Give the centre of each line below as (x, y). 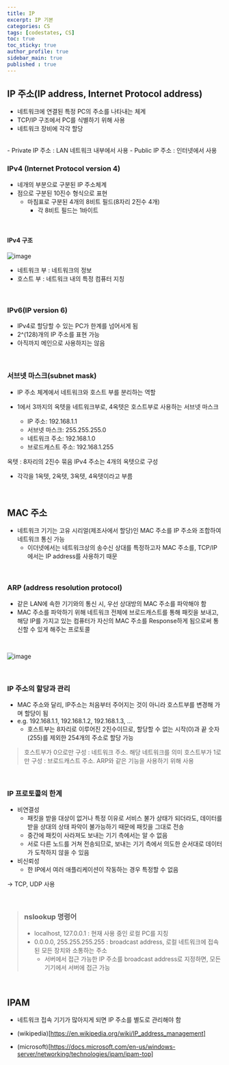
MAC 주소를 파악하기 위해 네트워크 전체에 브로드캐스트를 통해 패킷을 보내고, (118, 612)
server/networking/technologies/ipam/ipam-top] (85, 1054)
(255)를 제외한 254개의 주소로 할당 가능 (80, 738)
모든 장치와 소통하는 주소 (74, 950)
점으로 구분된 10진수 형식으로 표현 (62, 193)
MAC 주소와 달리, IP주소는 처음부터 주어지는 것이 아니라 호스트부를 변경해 (115, 704)
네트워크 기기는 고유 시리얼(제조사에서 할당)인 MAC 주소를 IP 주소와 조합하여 (119, 531)
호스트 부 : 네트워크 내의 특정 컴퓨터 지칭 (71, 279)
